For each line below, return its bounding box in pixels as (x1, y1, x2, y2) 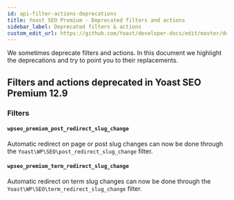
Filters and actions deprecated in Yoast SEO (7, 76, 202, 88)
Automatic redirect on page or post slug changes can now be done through (7, 139, 224, 148)
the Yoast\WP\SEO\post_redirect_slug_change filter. (7, 147, 153, 155)
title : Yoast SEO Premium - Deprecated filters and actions (7, 17, 186, 24)
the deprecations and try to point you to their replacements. (7, 56, 179, 65)
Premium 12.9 (7, 87, 68, 99)
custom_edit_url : (7, 29, 58, 37)
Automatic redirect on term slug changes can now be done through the (7, 177, 211, 185)
